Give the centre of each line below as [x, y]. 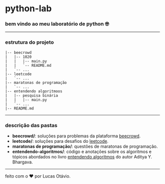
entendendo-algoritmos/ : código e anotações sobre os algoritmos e [82, 152]
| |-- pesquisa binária [31, 95]
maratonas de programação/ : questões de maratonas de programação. [85, 146]
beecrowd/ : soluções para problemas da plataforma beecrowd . [76, 136]
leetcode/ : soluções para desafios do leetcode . [60, 141]
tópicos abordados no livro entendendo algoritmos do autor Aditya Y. [82, 157]
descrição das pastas [31, 125]
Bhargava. [23, 162]
